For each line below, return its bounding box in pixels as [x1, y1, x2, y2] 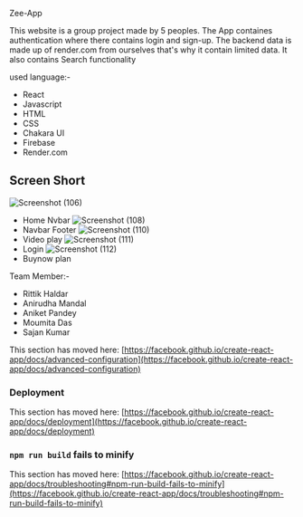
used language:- [9, 72, 71, 82]
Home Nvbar [22, 215, 71, 225]
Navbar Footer [22, 224, 77, 235]
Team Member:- [9, 271, 70, 282]
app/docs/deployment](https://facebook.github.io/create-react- [9, 416, 247, 427]
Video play [22, 234, 63, 244]
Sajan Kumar [22, 326, 71, 338]
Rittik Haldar [22, 288, 69, 299]
